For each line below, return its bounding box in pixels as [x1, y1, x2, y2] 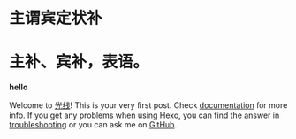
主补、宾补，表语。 [9, 52, 149, 72]
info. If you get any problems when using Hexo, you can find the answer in [9, 110, 280, 120]
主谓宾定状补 [9, 8, 103, 28]
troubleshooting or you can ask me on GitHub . [9, 120, 178, 130]
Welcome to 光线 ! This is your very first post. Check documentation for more [9, 100, 288, 111]
